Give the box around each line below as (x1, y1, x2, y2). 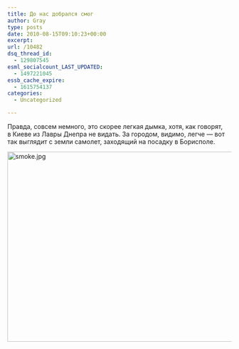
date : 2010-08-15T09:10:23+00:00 (7, 30, 107, 38)
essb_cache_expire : (7, 76, 65, 84)
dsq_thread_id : (7, 51, 53, 58)
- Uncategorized (14, 97, 62, 104)
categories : (7, 90, 43, 97)
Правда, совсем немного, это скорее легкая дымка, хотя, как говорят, (7, 123, 223, 130)
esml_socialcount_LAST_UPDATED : (7, 63, 103, 71)
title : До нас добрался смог (7, 10, 94, 18)
